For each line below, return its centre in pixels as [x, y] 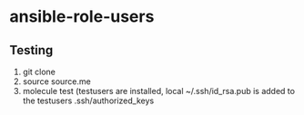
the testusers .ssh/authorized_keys [88, 101]
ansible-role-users [82, 17]
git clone [39, 72]
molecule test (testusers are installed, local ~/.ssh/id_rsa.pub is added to [159, 91]
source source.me [56, 81]
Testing [31, 50]
